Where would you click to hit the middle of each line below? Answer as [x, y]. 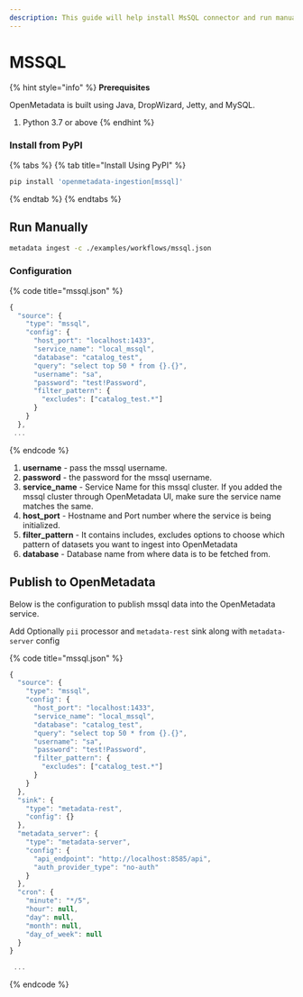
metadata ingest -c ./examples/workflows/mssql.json [110, 248]
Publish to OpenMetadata [83, 582]
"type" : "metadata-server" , [78, 842]
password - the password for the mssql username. [117, 477]
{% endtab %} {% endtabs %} [65, 198]
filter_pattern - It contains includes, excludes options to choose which [154, 535]
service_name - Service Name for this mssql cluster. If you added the [152, 487]
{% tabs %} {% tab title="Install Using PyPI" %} [98, 165]
